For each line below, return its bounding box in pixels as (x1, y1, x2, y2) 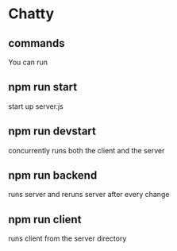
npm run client (8, 212, 82, 226)
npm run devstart (8, 125, 97, 138)
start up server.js (8, 101, 63, 111)
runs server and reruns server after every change (8, 190, 170, 199)
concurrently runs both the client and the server (8, 145, 165, 155)
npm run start (8, 80, 78, 94)
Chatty (8, 5, 55, 23)
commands (8, 37, 65, 50)
